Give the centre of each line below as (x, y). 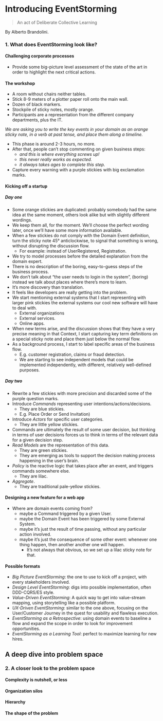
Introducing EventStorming (61, 9)
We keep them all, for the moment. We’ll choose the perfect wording (81, 225)
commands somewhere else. (41, 471)
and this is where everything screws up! (59, 154)
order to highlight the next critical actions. (54, 72)
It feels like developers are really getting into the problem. (70, 292)
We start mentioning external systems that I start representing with (79, 297)
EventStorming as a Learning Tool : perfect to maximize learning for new (84, 634)
